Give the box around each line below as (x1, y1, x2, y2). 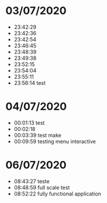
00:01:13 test (13, 119, 45, 126)
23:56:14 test (13, 79, 46, 86)
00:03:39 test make (13, 132, 62, 139)
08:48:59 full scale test (13, 184, 70, 191)
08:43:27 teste (13, 177, 50, 185)
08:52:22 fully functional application (13, 190, 102, 197)
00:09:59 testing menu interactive (13, 137, 96, 144)
